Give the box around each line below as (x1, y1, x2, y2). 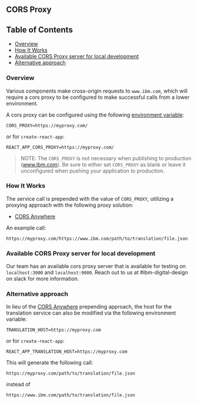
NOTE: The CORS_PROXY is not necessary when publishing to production (20, 154, 192, 161)
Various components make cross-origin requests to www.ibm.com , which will (6, 87, 188, 94)
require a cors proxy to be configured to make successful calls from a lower (6, 94, 190, 101)
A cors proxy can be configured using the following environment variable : (6, 111, 184, 118)
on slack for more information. (6, 275, 79, 282)
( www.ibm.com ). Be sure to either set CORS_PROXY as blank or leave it (20, 161, 186, 168)
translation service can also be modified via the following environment (6, 309, 176, 317)
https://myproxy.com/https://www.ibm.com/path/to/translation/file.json (6, 236, 188, 241)
